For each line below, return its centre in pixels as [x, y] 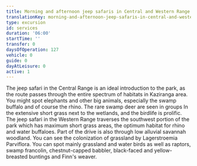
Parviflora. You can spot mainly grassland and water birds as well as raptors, [98, 144]
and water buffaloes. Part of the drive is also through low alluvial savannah [96, 132]
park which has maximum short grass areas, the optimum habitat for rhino [96, 126]
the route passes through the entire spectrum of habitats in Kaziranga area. [97, 94]
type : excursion [26, 22]
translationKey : [26, 17]
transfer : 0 [21, 45]
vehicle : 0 [19, 55]
